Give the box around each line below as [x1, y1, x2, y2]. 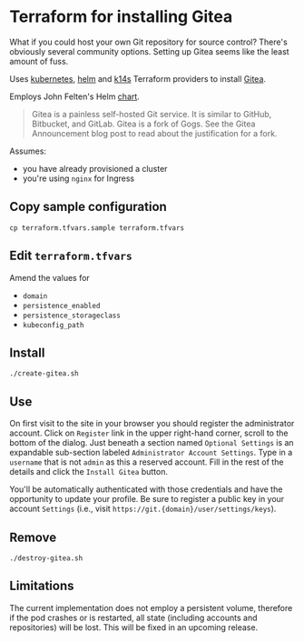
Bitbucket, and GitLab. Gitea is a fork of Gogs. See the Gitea [31, 118, 256, 129]
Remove [9, 529, 57, 545]
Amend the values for [9, 272, 91, 283]
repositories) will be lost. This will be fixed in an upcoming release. [9, 621, 259, 633]
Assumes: [9, 145, 47, 156]
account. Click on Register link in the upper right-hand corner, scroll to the [9, 427, 289, 438]
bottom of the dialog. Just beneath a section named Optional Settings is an [9, 437, 294, 448]
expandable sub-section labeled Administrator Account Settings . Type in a [9, 447, 293, 458]
